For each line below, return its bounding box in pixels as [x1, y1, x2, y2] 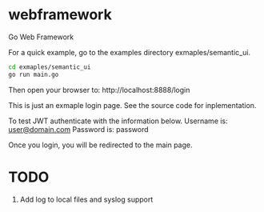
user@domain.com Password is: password [8, 124, 150, 134]
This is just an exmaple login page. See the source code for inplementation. [8, 100, 257, 110]
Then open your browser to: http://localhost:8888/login [8, 85, 190, 94]
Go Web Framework [8, 32, 74, 42]
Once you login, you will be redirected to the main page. [8, 140, 194, 150]
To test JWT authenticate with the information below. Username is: [8, 116, 228, 126]
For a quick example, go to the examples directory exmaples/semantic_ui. [8, 47, 250, 57]
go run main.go [8, 70, 59, 78]
